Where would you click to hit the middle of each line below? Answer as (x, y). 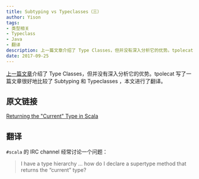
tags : (13, 23)
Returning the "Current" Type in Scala (52, 116)
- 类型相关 (18, 28)
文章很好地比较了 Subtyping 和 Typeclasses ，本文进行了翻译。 (89, 81)
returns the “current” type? (54, 170)
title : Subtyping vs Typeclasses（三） (54, 12)
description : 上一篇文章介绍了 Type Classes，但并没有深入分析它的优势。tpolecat (100, 51)
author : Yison (24, 17)
